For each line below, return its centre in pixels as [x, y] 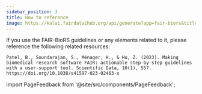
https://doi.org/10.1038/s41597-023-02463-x [63, 74]
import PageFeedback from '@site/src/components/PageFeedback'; [91, 84]
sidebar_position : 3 [32, 12]
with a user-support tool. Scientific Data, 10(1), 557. [79, 68]
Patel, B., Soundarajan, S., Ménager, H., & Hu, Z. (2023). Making [93, 58]
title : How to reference [37, 17]
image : [14, 23]
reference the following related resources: [58, 46]
